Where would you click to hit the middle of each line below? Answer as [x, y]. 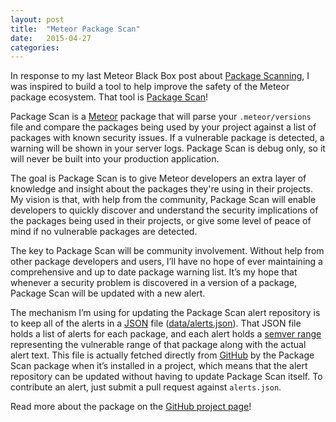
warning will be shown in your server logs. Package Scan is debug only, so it [168, 148]
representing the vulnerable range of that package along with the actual [158, 345]
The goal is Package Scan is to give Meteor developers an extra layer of [158, 178]
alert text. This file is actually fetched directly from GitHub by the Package [162, 355]
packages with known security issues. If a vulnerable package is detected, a [167, 138]
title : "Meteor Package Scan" [75, 29]
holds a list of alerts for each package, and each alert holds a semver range [166, 334]
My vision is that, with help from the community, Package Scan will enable [163, 200]
